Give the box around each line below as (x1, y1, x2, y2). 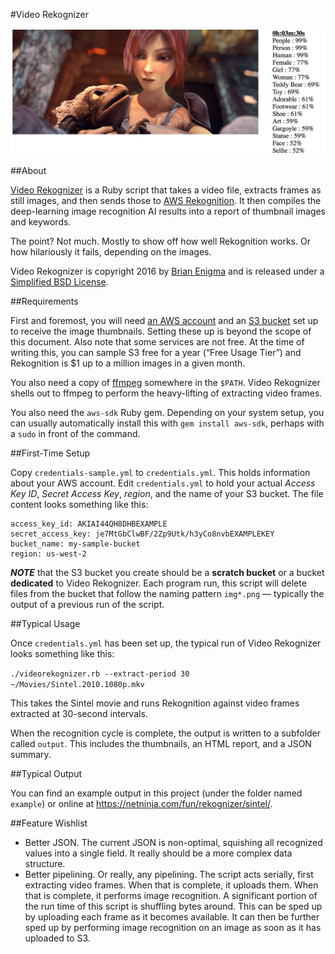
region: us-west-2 (10, 549, 87, 559)
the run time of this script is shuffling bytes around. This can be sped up (24, 900, 323, 912)
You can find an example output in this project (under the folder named (10, 787, 303, 799)
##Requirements (10, 295, 79, 307)
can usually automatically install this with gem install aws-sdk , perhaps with (10, 417, 325, 429)
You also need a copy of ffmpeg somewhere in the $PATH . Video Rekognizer (10, 376, 321, 388)
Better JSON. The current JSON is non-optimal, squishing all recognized (24, 836, 323, 848)
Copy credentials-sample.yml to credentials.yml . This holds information (10, 466, 311, 478)
